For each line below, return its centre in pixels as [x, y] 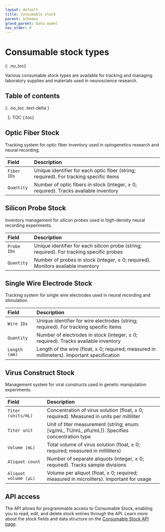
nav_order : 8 [18, 28]
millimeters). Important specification [78, 355]
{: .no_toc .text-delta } [27, 108]
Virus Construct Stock [40, 372]
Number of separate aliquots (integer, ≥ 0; [96, 459]
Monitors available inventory [67, 266]
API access [23, 496]
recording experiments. [29, 225]
